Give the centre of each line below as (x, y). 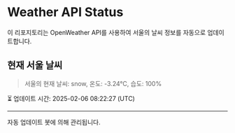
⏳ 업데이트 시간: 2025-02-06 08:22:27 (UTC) (71, 98)
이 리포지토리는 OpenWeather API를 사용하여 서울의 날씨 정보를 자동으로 (107, 32)
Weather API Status (65, 12)
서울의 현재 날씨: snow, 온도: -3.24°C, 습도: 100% (93, 83)
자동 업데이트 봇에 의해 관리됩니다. (54, 122)
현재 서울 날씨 (35, 65)
